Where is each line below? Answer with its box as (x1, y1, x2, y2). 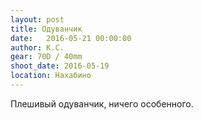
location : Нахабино (10, 71, 92, 81)
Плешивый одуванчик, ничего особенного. (10, 97, 194, 110)
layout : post (10, 14, 65, 25)
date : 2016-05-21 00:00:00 (10, 33, 132, 43)
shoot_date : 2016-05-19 (10, 61, 110, 71)
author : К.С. (10, 42, 65, 53)
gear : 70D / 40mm (10, 52, 83, 62)
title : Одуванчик (10, 24, 83, 34)
